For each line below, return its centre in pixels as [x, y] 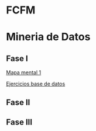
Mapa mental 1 [24, 73]
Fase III [19, 122]
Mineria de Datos [48, 37]
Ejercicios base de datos [36, 84]
